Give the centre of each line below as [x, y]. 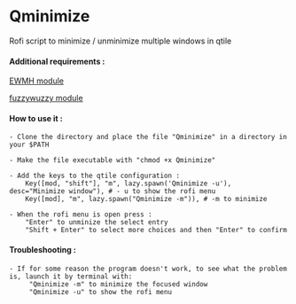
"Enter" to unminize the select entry [97, 222]
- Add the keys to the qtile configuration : [94, 176]
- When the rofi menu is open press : [81, 214]
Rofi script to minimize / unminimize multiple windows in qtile [121, 41]
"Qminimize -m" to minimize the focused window [118, 284]
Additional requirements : [57, 61]
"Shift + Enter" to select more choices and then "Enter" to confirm [156, 230]
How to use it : [36, 118]
